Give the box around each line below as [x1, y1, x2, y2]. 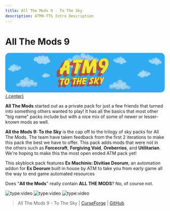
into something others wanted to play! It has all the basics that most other [5, 109, 158, 115]
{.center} [5, 93, 24, 99]
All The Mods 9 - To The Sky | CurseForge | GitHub [17, 200, 124, 206]
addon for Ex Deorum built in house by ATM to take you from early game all [5, 166, 163, 172]
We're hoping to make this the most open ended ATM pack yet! [5, 150, 137, 156]
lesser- [144, 114, 159, 120]
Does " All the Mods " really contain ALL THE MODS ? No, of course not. [5, 181, 153, 187]
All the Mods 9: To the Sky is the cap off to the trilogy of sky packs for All [5, 129, 159, 135]
